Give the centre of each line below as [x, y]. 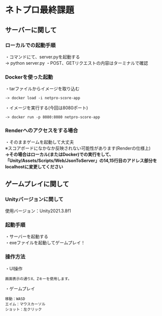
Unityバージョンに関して [34, 199]
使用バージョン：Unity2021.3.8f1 [38, 211]
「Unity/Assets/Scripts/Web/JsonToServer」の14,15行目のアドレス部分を [81, 160]
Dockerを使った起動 [29, 77]
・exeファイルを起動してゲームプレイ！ [45, 243]
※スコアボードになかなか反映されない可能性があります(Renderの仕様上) [78, 148]
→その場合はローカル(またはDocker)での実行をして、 [59, 155]
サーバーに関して [31, 30]
